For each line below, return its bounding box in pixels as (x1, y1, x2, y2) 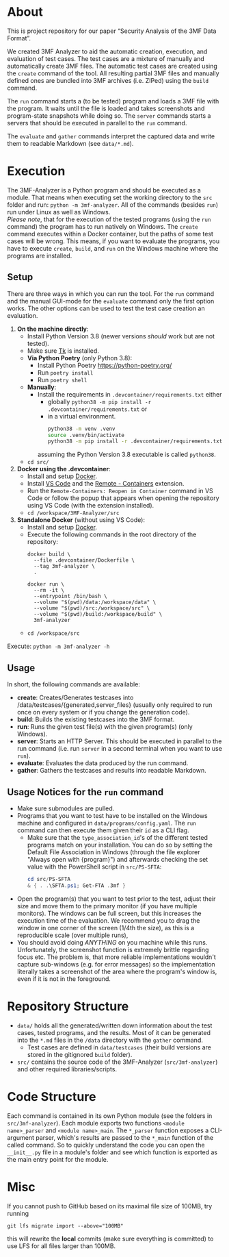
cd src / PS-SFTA (27, 875, 70, 882)
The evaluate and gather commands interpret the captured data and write (7, 132, 215, 140)
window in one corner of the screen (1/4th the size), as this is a (16, 923, 195, 932)
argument (7, 1133, 35, 1141)
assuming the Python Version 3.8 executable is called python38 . (37, 450, 217, 459)
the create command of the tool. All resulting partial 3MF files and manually (7, 69, 220, 77)
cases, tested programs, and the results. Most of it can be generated (16, 1028, 211, 1036)
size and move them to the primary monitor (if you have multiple (16, 901, 198, 910)
